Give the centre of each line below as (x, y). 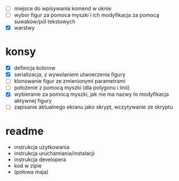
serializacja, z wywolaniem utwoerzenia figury (70, 75)
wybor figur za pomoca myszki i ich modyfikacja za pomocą (86, 15)
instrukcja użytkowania (42, 147)
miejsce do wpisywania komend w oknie (63, 8)
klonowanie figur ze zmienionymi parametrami (70, 81)
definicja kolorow (35, 68)
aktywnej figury (33, 101)
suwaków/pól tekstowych (44, 22)
